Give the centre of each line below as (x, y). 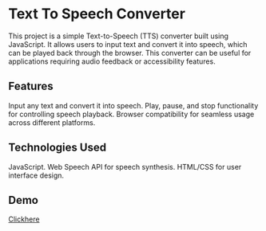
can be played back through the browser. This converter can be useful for (130, 53)
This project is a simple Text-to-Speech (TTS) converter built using (119, 36)
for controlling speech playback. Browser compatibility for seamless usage (131, 114)
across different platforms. (52, 122)
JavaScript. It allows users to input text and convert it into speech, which (128, 44)
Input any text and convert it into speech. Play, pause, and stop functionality (133, 105)
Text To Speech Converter (97, 14)
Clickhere (24, 219)
